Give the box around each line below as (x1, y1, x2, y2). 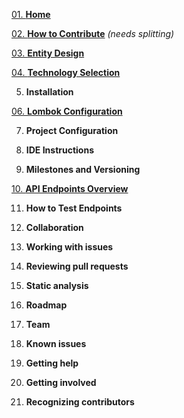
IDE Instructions (25, 144, 94, 156)
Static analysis (25, 280, 89, 291)
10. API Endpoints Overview (11, 183, 129, 194)
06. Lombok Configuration (11, 105, 123, 117)
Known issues (25, 338, 87, 349)
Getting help (25, 357, 79, 369)
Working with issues (25, 241, 114, 253)
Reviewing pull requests (25, 260, 129, 272)
